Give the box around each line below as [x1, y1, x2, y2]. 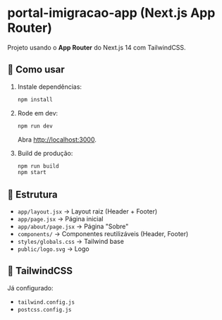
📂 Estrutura [7, 188, 58, 200]
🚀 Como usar [7, 63, 65, 75]
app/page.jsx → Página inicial [17, 215, 104, 223]
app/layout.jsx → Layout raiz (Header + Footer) [17, 207, 158, 216]
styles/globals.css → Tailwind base [17, 238, 125, 246]
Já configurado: [7, 283, 54, 292]
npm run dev [17, 122, 53, 130]
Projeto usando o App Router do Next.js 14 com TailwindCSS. [7, 43, 186, 51]
